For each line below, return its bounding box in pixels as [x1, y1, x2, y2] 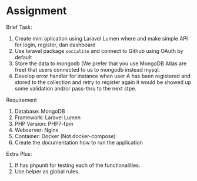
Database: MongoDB [14, 108, 65, 115]
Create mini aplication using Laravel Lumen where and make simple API [14, 35, 188, 42]
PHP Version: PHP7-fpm [14, 120, 74, 127]
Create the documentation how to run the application [14, 139, 143, 146]
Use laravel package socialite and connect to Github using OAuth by [14, 47, 183, 54]
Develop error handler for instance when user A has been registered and [14, 72, 191, 79]
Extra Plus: [6, 150, 32, 157]
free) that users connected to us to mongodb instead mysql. [14, 66, 161, 73]
